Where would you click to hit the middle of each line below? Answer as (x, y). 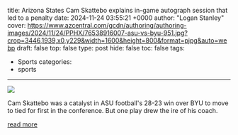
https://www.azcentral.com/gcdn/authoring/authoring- (107, 25)
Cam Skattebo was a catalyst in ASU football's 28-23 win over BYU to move (118, 103)
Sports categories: (45, 62)
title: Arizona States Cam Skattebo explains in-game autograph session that (118, 10)
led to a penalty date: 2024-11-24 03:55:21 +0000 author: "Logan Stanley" (116, 18)
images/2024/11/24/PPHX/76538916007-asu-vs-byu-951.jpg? (97, 33)
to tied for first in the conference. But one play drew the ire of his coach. (113, 110)
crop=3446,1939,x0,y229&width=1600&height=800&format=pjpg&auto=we (117, 40)
